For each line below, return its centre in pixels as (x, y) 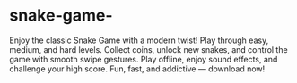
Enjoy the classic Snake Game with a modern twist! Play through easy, (139, 40)
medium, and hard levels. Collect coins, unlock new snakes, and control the (149, 49)
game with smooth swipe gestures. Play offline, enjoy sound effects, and (144, 59)
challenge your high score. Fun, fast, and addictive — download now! (137, 69)
